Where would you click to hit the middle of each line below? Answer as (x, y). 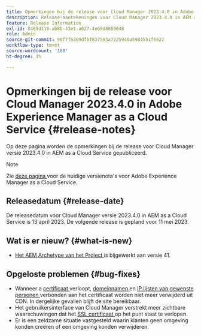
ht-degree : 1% (24, 56)
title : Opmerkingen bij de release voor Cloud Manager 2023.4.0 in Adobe (100, 12)
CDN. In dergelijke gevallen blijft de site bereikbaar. (78, 301)
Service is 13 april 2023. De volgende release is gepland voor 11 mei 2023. (98, 222)
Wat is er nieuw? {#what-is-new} (69, 241)
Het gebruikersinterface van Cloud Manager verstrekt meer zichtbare (100, 307)
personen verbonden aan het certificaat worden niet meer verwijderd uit (104, 295)
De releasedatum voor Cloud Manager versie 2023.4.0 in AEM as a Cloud (97, 215)
